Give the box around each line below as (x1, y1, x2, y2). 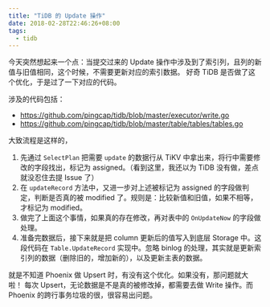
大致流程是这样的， (8, 136, 72, 145)
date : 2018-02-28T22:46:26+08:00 (8, 19, 121, 27)
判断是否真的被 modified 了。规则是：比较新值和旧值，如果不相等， (34, 193, 258, 203)
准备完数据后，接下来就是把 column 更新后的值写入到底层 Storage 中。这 (19, 233, 262, 243)
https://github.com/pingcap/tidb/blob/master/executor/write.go (19, 110, 230, 121)
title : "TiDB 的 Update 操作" (8, 11, 106, 20)
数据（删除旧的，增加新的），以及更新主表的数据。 (41, 253, 207, 263)
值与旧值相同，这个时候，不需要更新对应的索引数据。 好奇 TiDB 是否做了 (8, 68, 249, 77)
